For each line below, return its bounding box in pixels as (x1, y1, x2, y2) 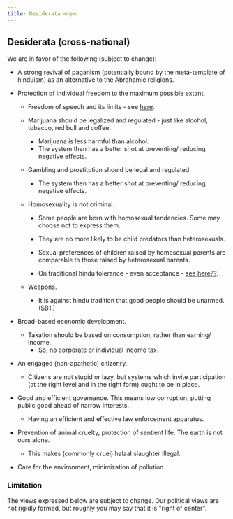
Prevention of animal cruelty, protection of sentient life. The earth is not (17, 428, 223, 437)
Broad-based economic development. (17, 318, 127, 326)
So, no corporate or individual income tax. (38, 346, 159, 354)
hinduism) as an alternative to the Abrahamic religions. (17, 76, 174, 84)
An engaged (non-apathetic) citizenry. (17, 360, 128, 368)
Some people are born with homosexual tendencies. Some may (38, 214, 220, 222)
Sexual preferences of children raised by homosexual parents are (38, 248, 226, 257)
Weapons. (27, 283, 57, 291)
